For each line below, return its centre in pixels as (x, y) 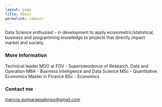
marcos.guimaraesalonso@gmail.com (43, 99)
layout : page (18, 9)
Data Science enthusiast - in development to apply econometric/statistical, (80, 33)
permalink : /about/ (25, 18)
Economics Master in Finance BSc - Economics (52, 76)
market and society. (25, 43)
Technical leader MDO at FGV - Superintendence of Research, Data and (77, 66)
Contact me (19, 89)
